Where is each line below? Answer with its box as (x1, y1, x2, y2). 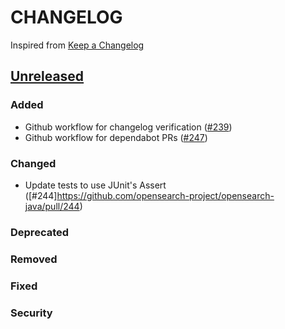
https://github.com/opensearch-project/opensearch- (56, 189, 275, 201)
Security (10, 306, 53, 320)
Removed (10, 252, 58, 266)
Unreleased (10, 68, 85, 85)
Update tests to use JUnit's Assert (24, 179, 167, 191)
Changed (10, 156, 57, 170)
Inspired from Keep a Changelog (10, 39, 145, 51)
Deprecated (10, 225, 70, 239)
